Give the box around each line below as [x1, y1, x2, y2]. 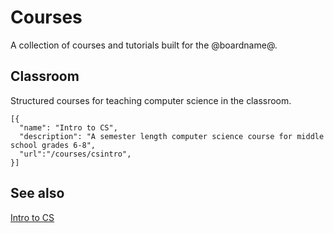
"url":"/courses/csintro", [19, 149, 132, 159]
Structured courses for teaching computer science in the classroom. [10, 94, 292, 106]
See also [10, 185, 65, 202]
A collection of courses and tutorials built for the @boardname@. [10, 39, 278, 51]
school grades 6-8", [10, 140, 97, 150]
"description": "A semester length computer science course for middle [19, 131, 325, 141]
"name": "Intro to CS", [19, 122, 118, 133]
